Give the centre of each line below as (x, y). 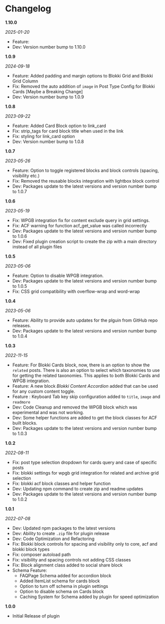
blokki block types (31, 549)
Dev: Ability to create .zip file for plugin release (61, 533)
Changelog (28, 9)
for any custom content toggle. (44, 391)
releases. (21, 325)
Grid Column (25, 81)
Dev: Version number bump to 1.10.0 (49, 47)
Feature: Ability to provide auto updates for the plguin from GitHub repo (85, 320)
